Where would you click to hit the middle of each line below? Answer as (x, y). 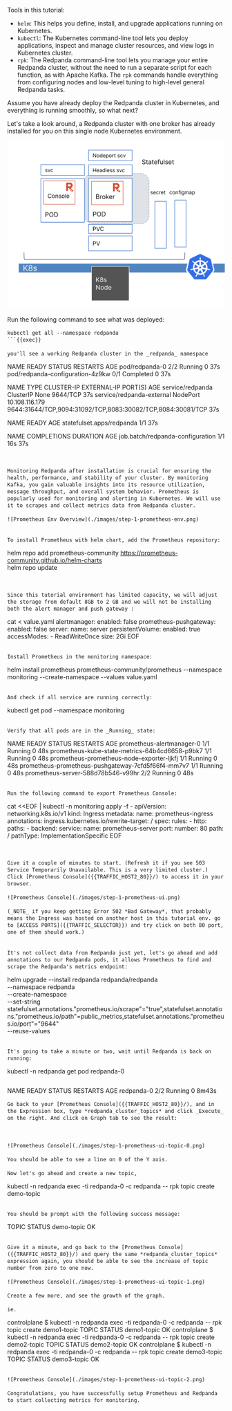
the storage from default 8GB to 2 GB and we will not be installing (109, 602)
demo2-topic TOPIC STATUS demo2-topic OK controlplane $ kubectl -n (109, 1344)
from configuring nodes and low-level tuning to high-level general (111, 82)
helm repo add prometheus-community (63, 553)
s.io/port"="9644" (33, 1024)
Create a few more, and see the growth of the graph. (86, 1295)
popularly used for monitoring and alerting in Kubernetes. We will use (114, 498)
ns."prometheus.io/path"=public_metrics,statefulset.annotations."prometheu (116, 1016)
